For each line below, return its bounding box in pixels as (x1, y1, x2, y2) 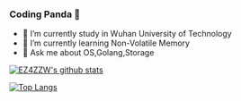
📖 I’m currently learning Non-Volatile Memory (22, 38, 191, 48)
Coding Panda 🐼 (9, 8, 81, 21)
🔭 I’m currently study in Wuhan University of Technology (22, 29, 232, 39)
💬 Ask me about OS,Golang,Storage (22, 47, 155, 58)
